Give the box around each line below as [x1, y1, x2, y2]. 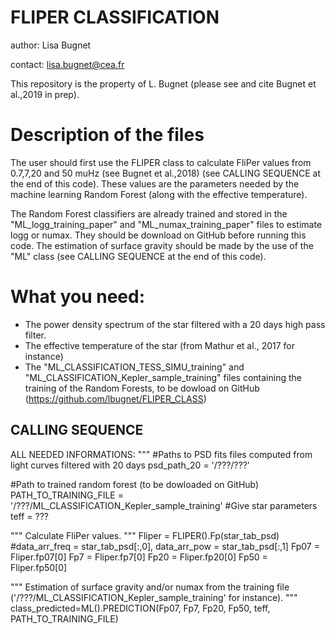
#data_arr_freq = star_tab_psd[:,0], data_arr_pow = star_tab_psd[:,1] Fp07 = [10, 540, 320, 552]
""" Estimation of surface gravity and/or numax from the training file [10, 581, 290, 593]
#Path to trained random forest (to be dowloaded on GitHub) [10, 478, 260, 490]
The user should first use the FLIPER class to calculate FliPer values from [10, 156, 312, 168]
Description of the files [10, 124, 205, 146]
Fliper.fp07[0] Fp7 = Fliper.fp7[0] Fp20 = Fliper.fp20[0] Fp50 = [10, 551, 268, 563]
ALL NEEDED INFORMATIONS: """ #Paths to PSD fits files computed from [10, 448, 313, 460]
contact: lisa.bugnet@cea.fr [10, 58, 125, 70]
